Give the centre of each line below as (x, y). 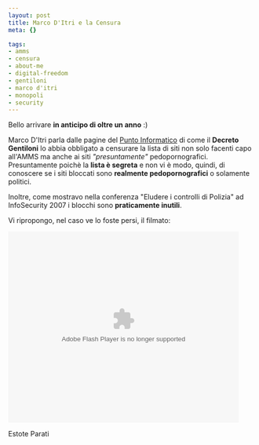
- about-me (26, 66)
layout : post (29, 15)
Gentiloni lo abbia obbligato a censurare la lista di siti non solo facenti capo (130, 148)
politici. (20, 182)
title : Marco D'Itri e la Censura (65, 23)
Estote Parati (29, 434)
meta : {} (22, 30)
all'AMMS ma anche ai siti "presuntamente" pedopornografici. (108, 157)
